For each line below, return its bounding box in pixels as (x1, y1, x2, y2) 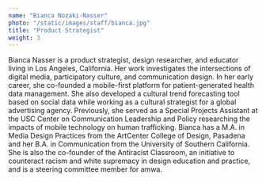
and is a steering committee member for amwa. (8, 165, 162, 174)
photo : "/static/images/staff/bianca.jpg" (8, 19, 150, 27)
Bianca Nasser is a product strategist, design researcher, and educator (8, 55, 239, 65)
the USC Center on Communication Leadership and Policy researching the (8, 114, 251, 123)
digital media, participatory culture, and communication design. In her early (8, 72, 254, 82)
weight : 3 (8, 33, 41, 42)
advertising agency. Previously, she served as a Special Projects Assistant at (8, 106, 259, 116)
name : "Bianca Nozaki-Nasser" (8, 11, 108, 20)
